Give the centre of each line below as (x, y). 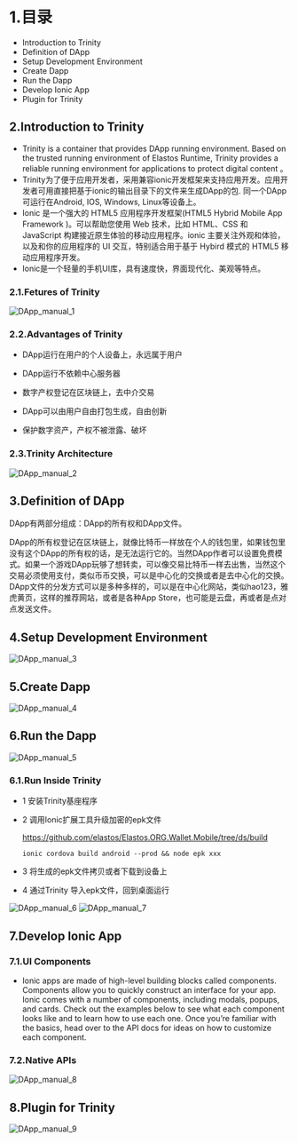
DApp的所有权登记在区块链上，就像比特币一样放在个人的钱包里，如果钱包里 (148, 543)
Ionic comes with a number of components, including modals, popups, (151, 999)
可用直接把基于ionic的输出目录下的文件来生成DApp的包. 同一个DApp (162, 190)
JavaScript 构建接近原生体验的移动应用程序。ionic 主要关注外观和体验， (153, 234)
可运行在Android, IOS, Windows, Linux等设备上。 (111, 202)
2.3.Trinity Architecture (61, 454)
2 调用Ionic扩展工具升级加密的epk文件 (92, 820)
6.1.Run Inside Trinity (55, 780)
